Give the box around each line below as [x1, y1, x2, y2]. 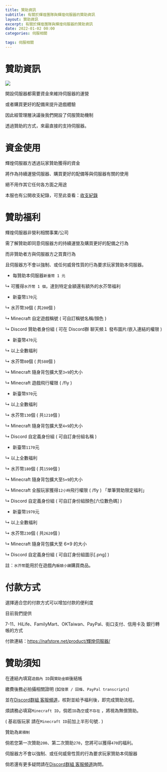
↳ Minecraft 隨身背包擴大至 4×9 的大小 [5, 422, 83, 428]
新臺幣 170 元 [12, 294, 38, 300]
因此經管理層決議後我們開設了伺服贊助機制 [5, 112, 94, 118]
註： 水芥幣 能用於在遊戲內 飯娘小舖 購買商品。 [5, 562, 94, 568]
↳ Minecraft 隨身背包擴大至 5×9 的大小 [5, 476, 83, 482]
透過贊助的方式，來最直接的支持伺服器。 [5, 122, 89, 129]
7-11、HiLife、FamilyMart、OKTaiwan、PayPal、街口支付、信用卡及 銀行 [5, 621, 155, 627]
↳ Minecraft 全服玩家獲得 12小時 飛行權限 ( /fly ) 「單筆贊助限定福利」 [5, 487, 147, 493]
